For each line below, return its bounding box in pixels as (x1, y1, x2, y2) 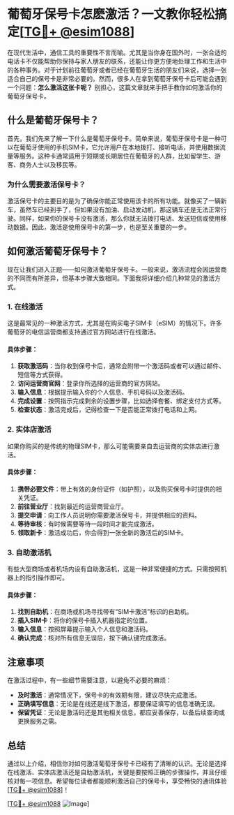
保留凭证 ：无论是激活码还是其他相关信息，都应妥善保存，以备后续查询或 (17, 708, 225, 717)
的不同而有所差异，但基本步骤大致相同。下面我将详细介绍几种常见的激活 (7, 274, 214, 282)
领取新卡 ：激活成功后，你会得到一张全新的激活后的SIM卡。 (17, 528, 188, 536)
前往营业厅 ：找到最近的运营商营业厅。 (17, 502, 127, 511)
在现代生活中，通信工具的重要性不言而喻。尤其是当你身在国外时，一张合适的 (7, 48, 227, 57)
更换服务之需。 (17, 717, 61, 726)
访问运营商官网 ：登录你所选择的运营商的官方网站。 (17, 379, 164, 388)
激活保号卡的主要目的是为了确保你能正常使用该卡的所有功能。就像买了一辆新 (7, 197, 227, 205)
